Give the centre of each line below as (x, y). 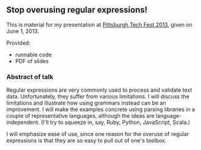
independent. (23, 122)
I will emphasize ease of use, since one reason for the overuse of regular (98, 134)
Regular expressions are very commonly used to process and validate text (99, 90)
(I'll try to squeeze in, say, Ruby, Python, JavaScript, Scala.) (115, 122)
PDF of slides (32, 61)
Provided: (18, 43)
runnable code (33, 55)
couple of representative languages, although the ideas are (80, 116)
